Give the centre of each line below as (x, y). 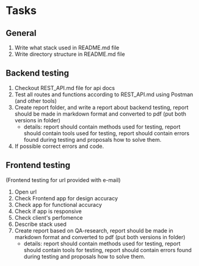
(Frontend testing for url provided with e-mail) (63, 180)
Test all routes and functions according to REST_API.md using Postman (104, 94)
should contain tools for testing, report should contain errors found (107, 250)
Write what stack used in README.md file (67, 47)
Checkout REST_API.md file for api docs (65, 88)
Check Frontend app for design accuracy (66, 198)
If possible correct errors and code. (59, 146)
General (21, 33)
